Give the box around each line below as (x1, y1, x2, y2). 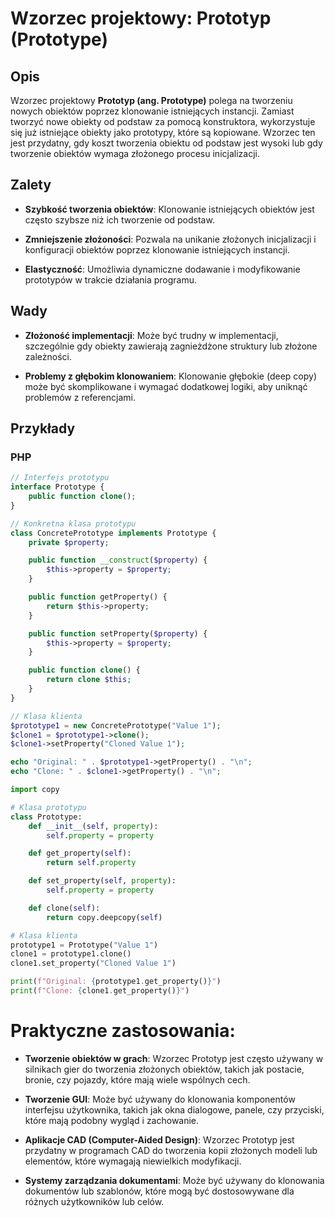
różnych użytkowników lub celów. (24, 1195, 165, 1207)
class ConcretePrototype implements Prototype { (10, 528, 217, 538)
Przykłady (10, 420, 76, 437)
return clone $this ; (46, 675, 132, 685)
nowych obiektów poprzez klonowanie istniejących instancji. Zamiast (10, 105, 295, 117)
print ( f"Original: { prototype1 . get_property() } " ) (10, 977, 222, 987)
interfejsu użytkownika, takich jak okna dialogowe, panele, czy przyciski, (24, 1103, 325, 1116)
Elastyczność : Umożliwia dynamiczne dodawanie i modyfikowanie (24, 263, 301, 275)
